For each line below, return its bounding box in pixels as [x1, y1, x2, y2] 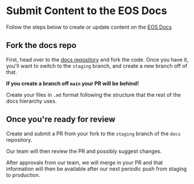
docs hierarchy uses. [6, 97, 57, 104]
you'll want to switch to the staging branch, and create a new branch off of [6, 62, 188, 69]
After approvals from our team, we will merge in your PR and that [6, 159, 163, 166]
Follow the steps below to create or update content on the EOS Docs [6, 23, 172, 30]
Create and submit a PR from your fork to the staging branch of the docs [6, 130, 181, 137]
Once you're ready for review [6, 114, 116, 124]
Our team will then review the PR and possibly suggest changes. [6, 148, 162, 155]
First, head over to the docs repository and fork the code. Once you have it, [6, 56, 189, 63]
